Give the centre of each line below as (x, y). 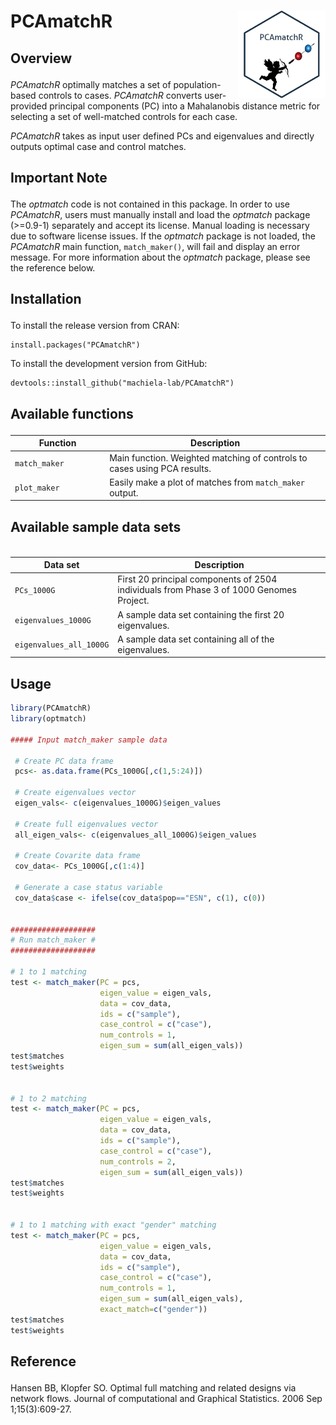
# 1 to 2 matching (48, 1098)
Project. (133, 601)
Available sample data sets (96, 526)
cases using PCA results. (160, 468)
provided (29, 106)
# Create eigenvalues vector (75, 793)
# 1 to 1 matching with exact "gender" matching (113, 1225)
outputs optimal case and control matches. (98, 146)
